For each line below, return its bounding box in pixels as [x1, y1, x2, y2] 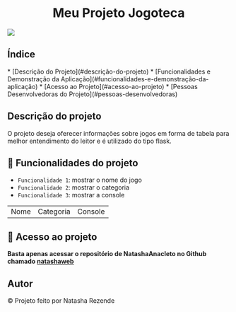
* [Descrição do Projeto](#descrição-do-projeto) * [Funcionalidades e [7, 67, 211, 76]
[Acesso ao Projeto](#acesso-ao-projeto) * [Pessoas [44, 82, 198, 91]
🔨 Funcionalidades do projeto [7, 157, 138, 169]
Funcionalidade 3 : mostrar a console [17, 191, 125, 200]
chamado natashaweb [7, 257, 74, 266]
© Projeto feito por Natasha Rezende [7, 296, 115, 305]
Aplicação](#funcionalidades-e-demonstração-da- [60, 74, 209, 83]
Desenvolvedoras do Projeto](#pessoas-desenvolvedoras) [7, 90, 178, 98]
